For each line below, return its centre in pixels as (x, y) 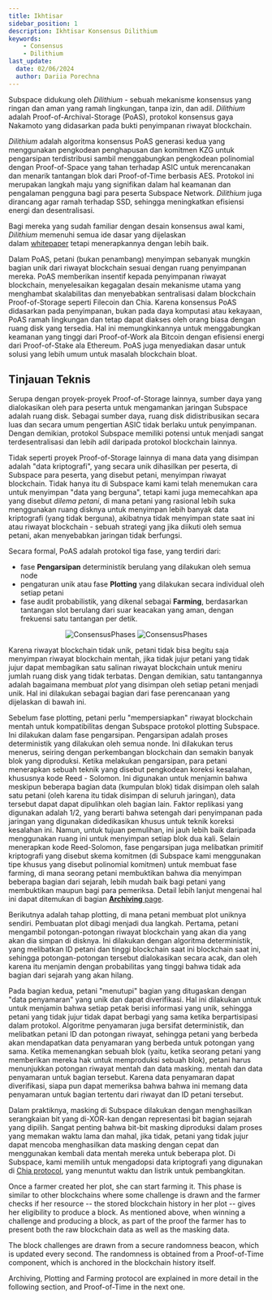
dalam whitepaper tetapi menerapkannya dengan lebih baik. (109, 243)
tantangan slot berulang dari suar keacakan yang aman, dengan (127, 610)
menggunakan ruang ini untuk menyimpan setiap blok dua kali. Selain (124, 838)
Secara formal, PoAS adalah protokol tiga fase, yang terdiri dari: (115, 551)
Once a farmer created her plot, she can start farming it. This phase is (125, 1186)
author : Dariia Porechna (58, 76)
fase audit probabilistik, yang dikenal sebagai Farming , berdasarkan (134, 601)
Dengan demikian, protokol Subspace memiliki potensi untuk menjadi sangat (136, 433)
